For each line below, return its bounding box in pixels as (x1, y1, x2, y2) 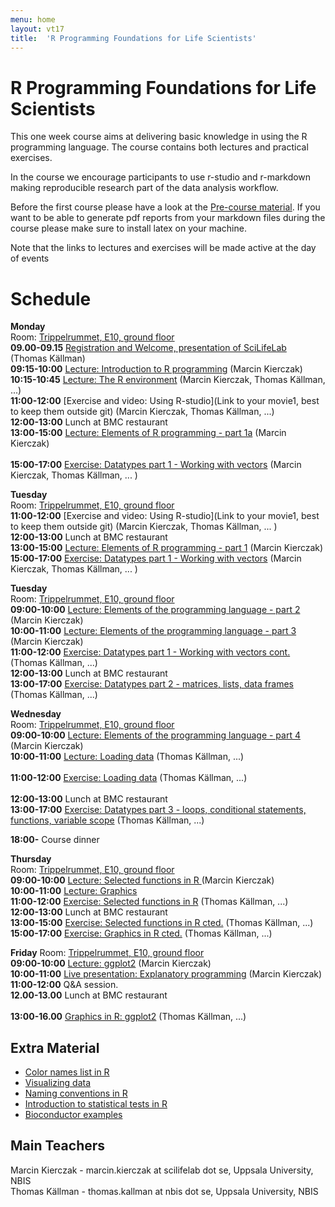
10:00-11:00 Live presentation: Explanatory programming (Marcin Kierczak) (10, 968, 323, 980)
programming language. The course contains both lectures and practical (10, 141, 309, 153)
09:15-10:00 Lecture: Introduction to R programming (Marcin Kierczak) (10, 363, 303, 375)
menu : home (10, 14, 56, 25)
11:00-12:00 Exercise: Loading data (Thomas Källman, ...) (10, 772, 248, 784)
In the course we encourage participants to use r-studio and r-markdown (10, 171, 312, 183)
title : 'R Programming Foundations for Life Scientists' (10, 33, 257, 43)
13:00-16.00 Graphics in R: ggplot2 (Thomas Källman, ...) (10, 1011, 247, 1023)
